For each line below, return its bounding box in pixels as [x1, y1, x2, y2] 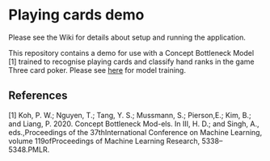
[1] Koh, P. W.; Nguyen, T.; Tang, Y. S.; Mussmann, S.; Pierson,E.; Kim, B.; [8, 110, 252, 120]
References [8, 89, 68, 103]
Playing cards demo [8, 6, 145, 24]
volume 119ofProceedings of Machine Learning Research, [8, 136, 200, 146]
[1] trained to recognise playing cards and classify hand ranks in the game [8, 57, 255, 66]
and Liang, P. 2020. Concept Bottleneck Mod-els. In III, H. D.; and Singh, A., [8, 119, 259, 129]
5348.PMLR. [8, 144, 50, 155]
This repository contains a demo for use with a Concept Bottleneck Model [8, 48, 255, 57]
